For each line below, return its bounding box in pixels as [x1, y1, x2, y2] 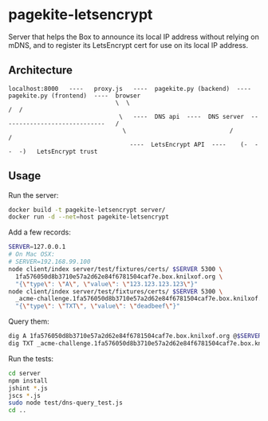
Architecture [8, 64, 73, 77]
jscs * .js [8, 391, 41, 399]
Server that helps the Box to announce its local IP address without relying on [8, 32, 259, 41]
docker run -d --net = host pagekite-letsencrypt [8, 213, 170, 221]
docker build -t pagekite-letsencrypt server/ [8, 206, 166, 214]
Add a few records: [8, 227, 72, 237]
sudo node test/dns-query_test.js [8, 399, 124, 407]
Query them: [8, 317, 49, 326]
